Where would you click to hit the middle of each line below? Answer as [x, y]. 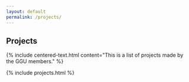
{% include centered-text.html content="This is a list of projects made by [95, 55]
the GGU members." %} [35, 61]
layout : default [26, 12]
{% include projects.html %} [40, 73]
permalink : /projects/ [34, 17]
